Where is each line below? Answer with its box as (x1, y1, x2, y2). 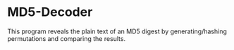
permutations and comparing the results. (7, 34, 125, 42)
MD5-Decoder (7, 4, 93, 20)
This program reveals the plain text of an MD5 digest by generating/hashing (7, 27, 228, 35)
